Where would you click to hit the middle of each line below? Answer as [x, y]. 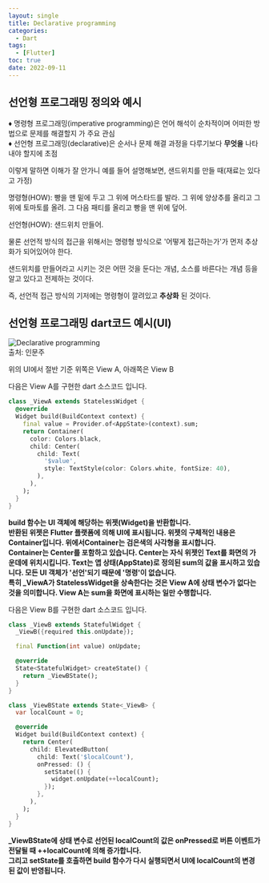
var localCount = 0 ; [50, 713]
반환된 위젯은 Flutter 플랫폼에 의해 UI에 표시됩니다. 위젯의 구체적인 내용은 [122, 532]
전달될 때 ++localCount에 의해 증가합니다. [75, 850]
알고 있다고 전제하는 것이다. [51, 278]
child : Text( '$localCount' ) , [86, 757]
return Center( [48, 742]
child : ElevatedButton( [69, 749]
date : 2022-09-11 [37, 68]
